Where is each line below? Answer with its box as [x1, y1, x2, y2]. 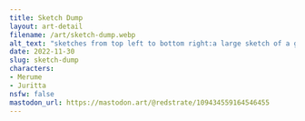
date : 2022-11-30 [9, 47, 75, 56]
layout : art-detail [9, 22, 84, 31]
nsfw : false [9, 89, 54, 98]
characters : [9, 65, 54, 74]
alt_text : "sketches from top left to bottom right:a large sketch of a [9, 38, 290, 48]
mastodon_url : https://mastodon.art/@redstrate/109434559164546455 [9, 97, 271, 107]
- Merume [9, 73, 43, 82]
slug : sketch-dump [9, 55, 79, 65]
